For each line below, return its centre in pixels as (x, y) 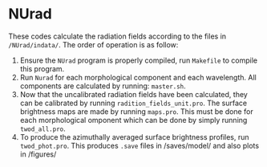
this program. (42, 68)
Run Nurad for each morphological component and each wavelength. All (138, 77)
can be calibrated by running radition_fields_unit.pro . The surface (133, 103)
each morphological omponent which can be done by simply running (133, 120)
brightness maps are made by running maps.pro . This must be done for (137, 111)
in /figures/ (38, 154)
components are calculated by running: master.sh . (103, 86)
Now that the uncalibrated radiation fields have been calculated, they (134, 94)
